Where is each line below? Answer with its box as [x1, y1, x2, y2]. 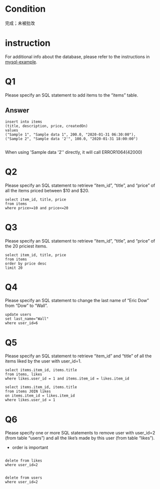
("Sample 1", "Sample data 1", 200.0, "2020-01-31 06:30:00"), [5, 132, 136, 137]
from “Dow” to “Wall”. [5, 303, 48, 308]
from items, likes [5, 372, 42, 377]
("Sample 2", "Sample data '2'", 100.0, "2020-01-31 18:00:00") [5, 136, 138, 141]
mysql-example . [5, 59, 37, 64]
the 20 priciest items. [5, 243, 48, 249]
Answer [5, 106, 30, 115]
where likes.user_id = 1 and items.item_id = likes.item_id [5, 376, 130, 381]
